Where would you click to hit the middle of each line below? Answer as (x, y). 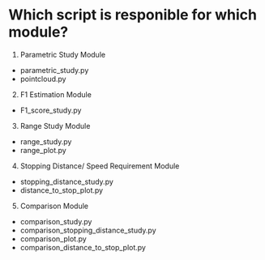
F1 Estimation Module (56, 94)
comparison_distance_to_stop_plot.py (83, 247)
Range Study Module (55, 126)
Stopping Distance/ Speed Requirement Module (100, 166)
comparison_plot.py (53, 239)
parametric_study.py (54, 70)
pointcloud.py (43, 79)
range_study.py (46, 141)
